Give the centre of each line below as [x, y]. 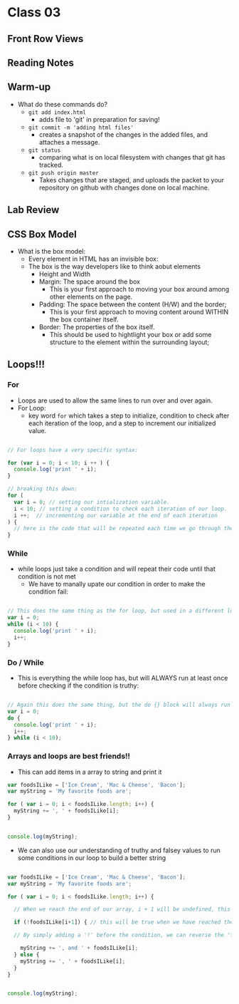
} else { [27, 954]
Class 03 [34, 12]
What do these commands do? [63, 104]
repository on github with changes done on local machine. [124, 187]
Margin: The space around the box [90, 281]
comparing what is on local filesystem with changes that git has [132, 157]
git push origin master [64, 173]
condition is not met [47, 576]
